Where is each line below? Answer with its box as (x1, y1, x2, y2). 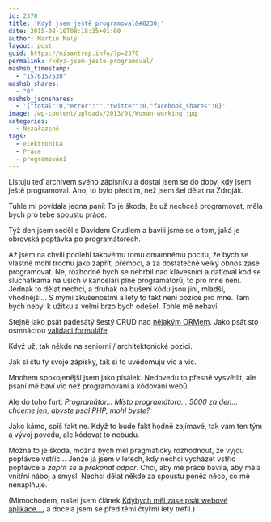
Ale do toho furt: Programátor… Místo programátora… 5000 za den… (8, 397, 239, 407)
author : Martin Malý (8, 34, 78, 43)
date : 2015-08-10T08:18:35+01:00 (8, 27, 121, 35)
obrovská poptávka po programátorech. (8, 234, 142, 244)
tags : (8, 132, 27, 140)
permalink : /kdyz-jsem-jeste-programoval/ (8, 57, 154, 66)
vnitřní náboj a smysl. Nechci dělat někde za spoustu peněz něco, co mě (8, 471, 251, 482)
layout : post (8, 42, 53, 50)
